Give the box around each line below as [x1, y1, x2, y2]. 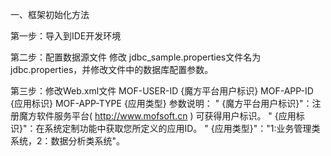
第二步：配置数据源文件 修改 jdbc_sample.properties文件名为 [10, 51, 262, 63]
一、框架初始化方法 [10, 9, 90, 20]
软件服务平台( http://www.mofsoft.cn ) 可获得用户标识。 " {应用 [36, 110, 297, 122]
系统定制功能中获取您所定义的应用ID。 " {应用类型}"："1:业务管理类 [44, 123, 321, 134]
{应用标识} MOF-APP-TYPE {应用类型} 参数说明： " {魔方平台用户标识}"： [10, 98, 313, 109]
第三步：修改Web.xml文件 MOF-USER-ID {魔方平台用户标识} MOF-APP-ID [10, 85, 314, 97]
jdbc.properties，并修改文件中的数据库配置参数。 [10, 64, 214, 75]
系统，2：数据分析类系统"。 [10, 135, 126, 147]
